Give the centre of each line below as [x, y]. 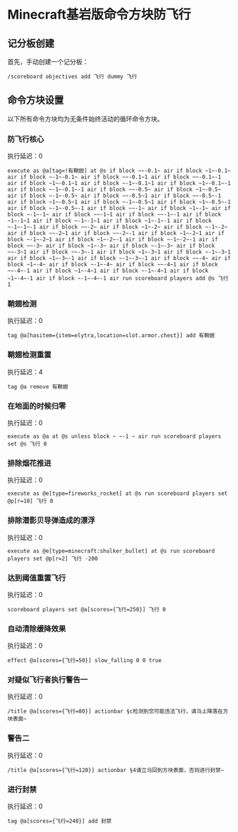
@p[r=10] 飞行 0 [30, 501]
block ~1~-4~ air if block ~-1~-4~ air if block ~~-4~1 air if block [113, 265]
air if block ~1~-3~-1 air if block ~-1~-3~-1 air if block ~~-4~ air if [119, 259]
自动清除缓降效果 [37, 628]
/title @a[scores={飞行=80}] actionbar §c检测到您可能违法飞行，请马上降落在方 [118, 711]
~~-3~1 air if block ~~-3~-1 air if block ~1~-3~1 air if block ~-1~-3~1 [119, 252]
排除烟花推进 [30, 463]
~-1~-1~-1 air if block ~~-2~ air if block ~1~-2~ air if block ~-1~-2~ [118, 227]
